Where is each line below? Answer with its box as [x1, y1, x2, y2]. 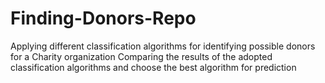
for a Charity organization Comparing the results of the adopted [10, 50, 273, 62]
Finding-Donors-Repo [10, 7, 197, 30]
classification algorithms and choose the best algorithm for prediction [10, 61, 297, 73]
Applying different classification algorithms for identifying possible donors [10, 40, 316, 52]
